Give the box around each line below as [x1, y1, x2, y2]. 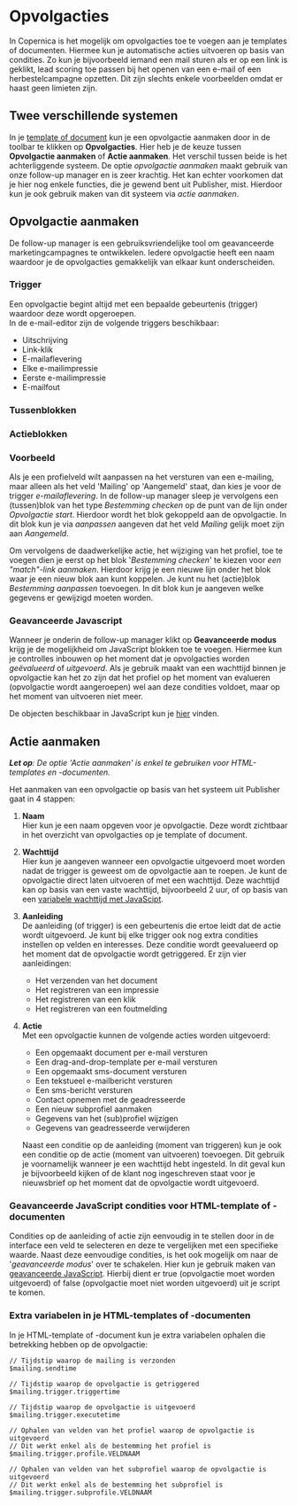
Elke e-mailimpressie [21, 363, 99, 373]
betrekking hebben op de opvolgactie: [9, 1338, 148, 1349]
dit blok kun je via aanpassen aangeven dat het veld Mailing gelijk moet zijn [9, 519, 285, 529]
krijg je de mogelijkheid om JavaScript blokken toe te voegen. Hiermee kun [9, 644, 283, 655]
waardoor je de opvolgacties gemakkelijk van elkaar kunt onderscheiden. [9, 256, 276, 267]
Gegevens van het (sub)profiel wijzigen [34, 1113, 179, 1124]
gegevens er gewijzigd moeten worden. [9, 592, 154, 603]
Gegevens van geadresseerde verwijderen [34, 1123, 190, 1134]
